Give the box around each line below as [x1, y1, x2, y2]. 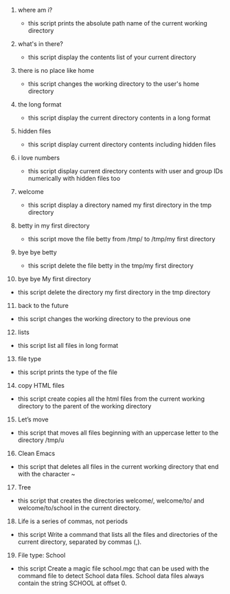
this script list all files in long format [17, 342, 119, 349]
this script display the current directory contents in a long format [27, 113, 211, 122]
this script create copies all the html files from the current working [17, 395, 205, 403]
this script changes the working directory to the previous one [17, 315, 191, 322]
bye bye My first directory [17, 275, 91, 283]
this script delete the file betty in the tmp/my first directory [27, 261, 194, 269]
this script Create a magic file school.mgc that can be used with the [17, 564, 209, 573]
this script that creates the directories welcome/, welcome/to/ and [17, 496, 205, 505]
